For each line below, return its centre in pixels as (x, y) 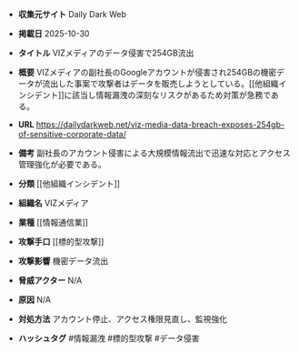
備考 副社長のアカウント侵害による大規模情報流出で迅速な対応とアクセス (154, 153)
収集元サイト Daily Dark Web (72, 14)
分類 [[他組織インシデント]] (69, 184)
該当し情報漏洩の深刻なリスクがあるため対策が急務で (171, 95)
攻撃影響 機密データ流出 (63, 261)
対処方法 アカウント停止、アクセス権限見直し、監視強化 (123, 319)
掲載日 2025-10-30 (54, 34)
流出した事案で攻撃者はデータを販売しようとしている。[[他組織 (160, 84)
